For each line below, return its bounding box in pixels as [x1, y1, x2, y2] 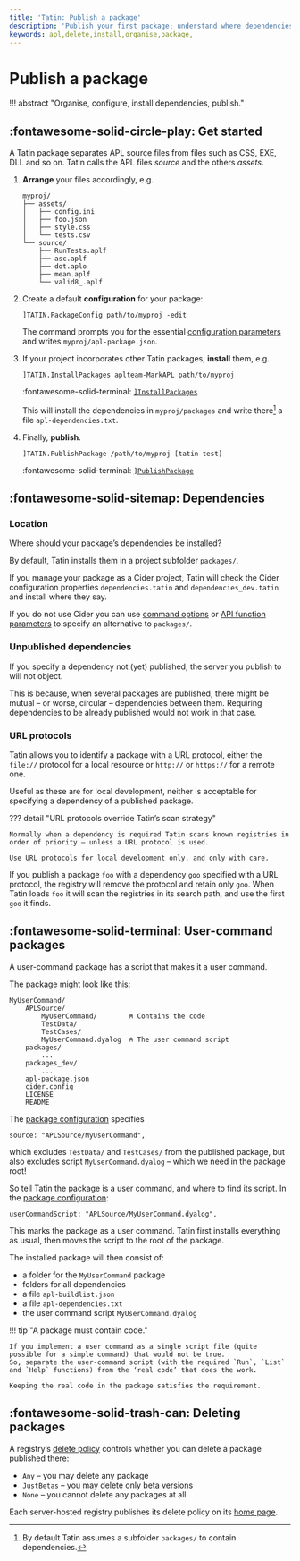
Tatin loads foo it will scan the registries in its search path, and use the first [9, 888, 285, 899]
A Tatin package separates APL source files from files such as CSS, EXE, [9, 148, 277, 158]
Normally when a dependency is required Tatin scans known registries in [9, 830, 290, 839]
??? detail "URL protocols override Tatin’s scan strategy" [9, 813, 216, 824]
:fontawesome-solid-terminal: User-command [9, 923, 273, 939]
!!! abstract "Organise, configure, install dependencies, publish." [9, 98, 245, 108]
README [25, 1098, 50, 1107]
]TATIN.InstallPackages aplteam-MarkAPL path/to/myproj [21, 370, 235, 380]
